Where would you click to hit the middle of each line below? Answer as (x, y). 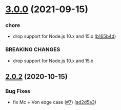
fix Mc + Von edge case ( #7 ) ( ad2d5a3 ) (54, 102)
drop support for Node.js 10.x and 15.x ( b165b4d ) (64, 36)
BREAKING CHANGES (33, 49)
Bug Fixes (18, 91)
